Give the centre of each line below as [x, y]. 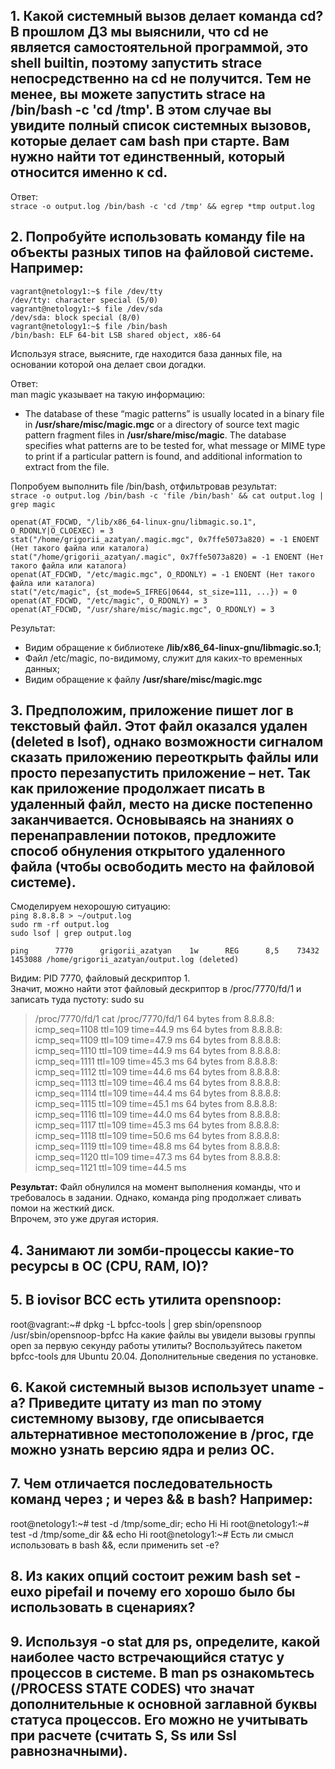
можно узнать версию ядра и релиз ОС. [142, 1450]
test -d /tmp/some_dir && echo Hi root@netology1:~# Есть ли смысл [152, 1534]
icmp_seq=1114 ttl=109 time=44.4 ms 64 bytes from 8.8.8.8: [158, 1093]
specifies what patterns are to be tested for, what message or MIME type [175, 445]
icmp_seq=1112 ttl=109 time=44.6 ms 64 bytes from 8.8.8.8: [157, 1072]
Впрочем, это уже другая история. [84, 1219]
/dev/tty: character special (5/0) [84, 300]
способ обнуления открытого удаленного [148, 851]
